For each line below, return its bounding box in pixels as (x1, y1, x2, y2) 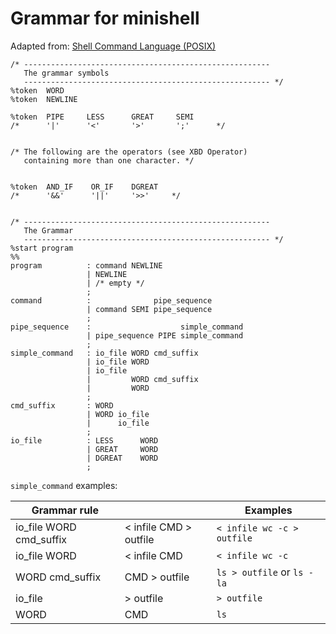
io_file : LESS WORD (10, 435, 159, 446)
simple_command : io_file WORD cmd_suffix (10, 348, 199, 358)
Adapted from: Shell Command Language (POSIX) (10, 40, 217, 52)
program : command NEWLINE (10, 260, 163, 271)
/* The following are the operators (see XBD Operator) (10, 147, 248, 157)
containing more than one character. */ (23, 155, 195, 166)
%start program (10, 243, 74, 253)
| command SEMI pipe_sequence (86, 304, 213, 314)
